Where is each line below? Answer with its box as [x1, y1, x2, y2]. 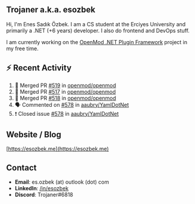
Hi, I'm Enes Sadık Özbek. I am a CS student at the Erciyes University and [6, 20, 186, 27]
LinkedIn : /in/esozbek [14, 185, 69, 192]
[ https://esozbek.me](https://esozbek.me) [6, 146, 109, 153]
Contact [6, 162, 37, 172]
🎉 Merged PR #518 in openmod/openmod [14, 94, 117, 101]
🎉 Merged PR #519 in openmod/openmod [14, 82, 117, 89]
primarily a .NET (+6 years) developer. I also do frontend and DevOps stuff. [6, 27, 190, 34]
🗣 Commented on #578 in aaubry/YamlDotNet [14, 101, 129, 108]
